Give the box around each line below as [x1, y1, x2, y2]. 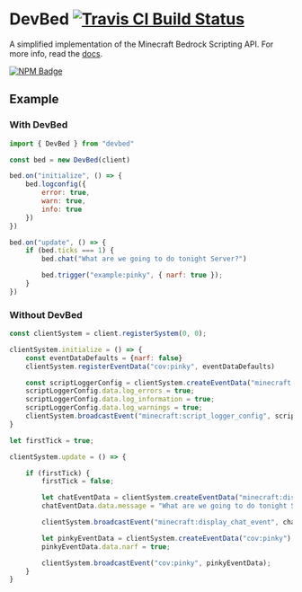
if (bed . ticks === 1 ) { [25, 246, 115, 255]
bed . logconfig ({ [25, 180, 87, 189]
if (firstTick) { [25, 468, 91, 478]
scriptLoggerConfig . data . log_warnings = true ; [25, 403, 203, 412]
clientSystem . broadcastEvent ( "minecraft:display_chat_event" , [41, 517, 280, 527]
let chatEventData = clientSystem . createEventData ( [41, 493, 240, 502]
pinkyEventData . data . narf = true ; [41, 542, 171, 552]
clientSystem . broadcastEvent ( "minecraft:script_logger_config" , [25, 411, 271, 421]
